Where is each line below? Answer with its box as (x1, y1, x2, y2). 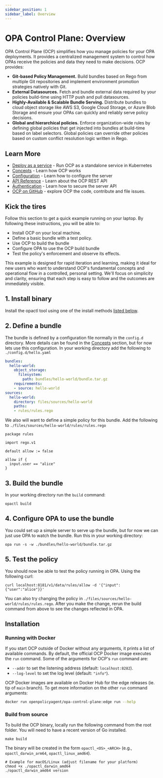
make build (5, 737, 27, 742)
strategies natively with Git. (12, 84, 67, 90)
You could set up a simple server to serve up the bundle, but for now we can (5, 527, 158, 533)
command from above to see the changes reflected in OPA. (5, 606, 124, 612)
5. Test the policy (5, 555, 58, 564)
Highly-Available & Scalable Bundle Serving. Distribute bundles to (12, 99, 146, 105)
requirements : (14, 381, 42, 387)
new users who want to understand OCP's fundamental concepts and (5, 265, 145, 271)
